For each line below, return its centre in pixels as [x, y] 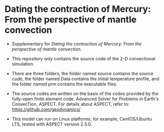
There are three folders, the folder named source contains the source [82, 73]
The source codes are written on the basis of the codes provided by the [85, 93]
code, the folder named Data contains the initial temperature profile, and [85, 79]
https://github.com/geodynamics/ [46, 109]
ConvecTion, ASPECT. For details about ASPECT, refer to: [71, 104]
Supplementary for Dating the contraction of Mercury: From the [77, 44]
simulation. [23, 64]
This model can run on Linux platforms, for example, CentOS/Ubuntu [82, 119]
